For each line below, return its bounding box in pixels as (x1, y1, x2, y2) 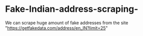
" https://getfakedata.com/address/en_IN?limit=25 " (5, 25, 108, 31)
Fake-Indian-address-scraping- (5, 3, 139, 15)
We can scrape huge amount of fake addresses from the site (5, 20, 128, 26)
